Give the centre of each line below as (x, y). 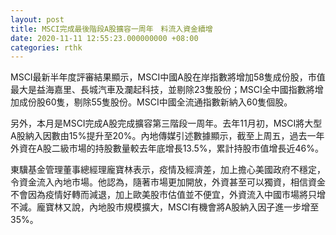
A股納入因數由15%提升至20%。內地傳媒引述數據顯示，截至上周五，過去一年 (167, 136)
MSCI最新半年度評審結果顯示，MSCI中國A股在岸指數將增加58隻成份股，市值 (168, 77)
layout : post (37, 19)
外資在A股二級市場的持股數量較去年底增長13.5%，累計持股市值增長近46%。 (167, 148)
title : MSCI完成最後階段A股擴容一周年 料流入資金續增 (111, 29)
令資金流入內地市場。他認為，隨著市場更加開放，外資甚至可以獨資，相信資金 (168, 182)
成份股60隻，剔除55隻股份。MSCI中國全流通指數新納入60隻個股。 (155, 102)
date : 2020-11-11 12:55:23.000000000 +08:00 (104, 38)
